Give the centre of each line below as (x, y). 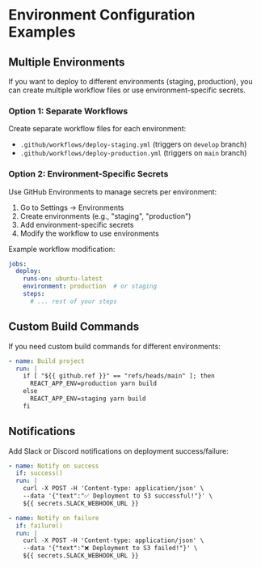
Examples (42, 32)
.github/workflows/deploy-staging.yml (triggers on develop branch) (133, 144)
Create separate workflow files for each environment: (97, 129)
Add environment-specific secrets (77, 224)
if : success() (39, 473)
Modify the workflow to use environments (89, 233)
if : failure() (39, 525)
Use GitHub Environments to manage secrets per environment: (113, 191)
